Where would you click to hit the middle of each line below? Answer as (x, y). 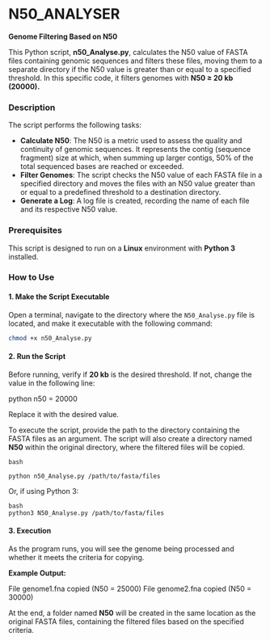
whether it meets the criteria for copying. (76, 557)
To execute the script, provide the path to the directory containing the (124, 430)
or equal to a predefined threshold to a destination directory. (120, 192)
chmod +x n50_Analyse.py (50, 338)
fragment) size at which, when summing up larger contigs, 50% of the (137, 158)
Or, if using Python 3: (44, 491)
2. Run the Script (37, 356)
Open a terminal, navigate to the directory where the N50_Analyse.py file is (131, 314)
